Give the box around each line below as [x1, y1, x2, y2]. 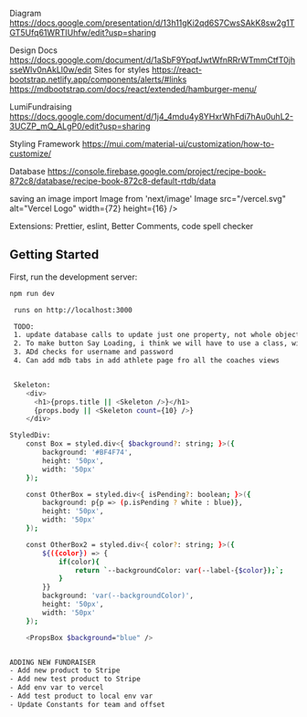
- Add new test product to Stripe [9, 675, 142, 684]
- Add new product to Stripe [9, 666, 121, 675]
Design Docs [9, 45, 58, 56]
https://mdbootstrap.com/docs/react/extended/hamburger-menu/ [9, 84, 258, 94]
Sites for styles [93, 64, 151, 75]
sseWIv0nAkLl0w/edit [9, 64, 92, 75]
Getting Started [9, 247, 100, 263]
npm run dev [9, 289, 55, 298]
